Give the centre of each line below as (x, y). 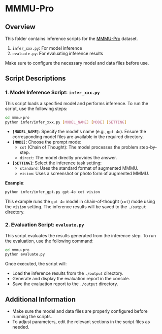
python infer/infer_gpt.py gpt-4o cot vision (52, 192)
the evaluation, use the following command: (49, 241)
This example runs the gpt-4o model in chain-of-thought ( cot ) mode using (80, 202)
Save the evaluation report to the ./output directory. (65, 284)
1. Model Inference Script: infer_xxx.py (52, 93)
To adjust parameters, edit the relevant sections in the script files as (81, 322)
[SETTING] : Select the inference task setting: (57, 163)
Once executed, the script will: (36, 264)
